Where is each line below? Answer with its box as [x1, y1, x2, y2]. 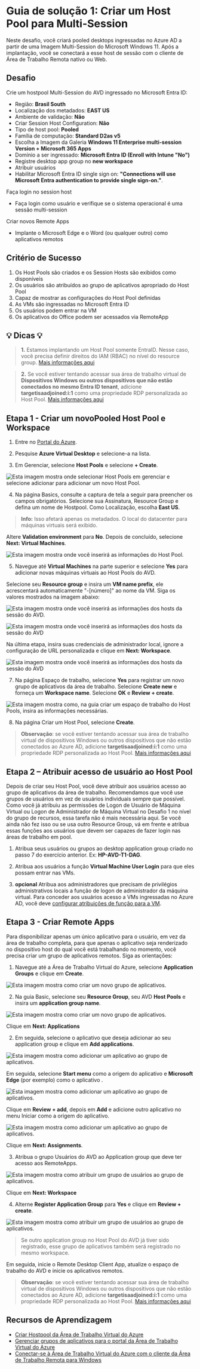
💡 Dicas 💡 [6, 330, 43, 340]
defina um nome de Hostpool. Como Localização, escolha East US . [14, 504, 180, 511]
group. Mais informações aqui [20, 359, 95, 366]
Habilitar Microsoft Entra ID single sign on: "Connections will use [14, 170, 176, 177]
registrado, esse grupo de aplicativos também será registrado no [20, 1242, 181, 1250]
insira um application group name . [14, 999, 101, 1006]
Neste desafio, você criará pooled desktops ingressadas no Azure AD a [6, 36, 182, 44]
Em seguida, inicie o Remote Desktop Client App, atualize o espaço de [6, 1260, 179, 1267]
